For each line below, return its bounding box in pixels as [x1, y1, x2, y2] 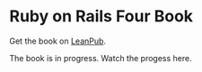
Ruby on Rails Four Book [9, 6, 194, 27]
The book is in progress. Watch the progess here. [9, 52, 192, 63]
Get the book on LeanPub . [9, 36, 106, 46]
